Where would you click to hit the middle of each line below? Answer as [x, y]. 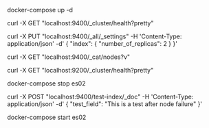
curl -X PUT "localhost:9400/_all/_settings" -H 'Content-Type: [95, 36]
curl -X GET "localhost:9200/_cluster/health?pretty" [80, 70]
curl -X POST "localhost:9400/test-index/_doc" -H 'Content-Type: [100, 97]
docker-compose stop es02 [46, 84]
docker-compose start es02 [47, 117]
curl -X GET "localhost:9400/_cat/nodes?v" [69, 57]
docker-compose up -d [40, 10]
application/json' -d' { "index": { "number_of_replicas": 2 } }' [92, 43]
